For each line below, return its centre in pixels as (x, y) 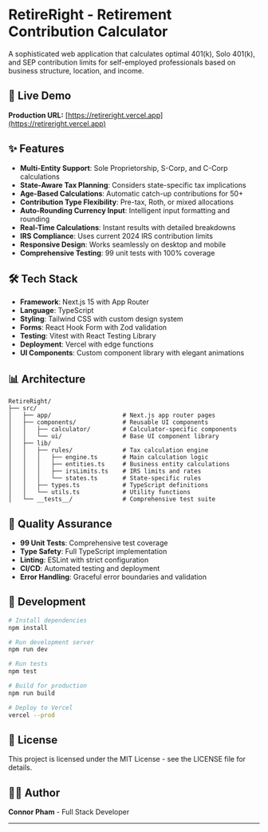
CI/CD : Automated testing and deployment (90, 568)
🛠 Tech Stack (43, 278)
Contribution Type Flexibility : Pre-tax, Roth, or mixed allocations (126, 202)
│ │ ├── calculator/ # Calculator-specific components (123, 430)
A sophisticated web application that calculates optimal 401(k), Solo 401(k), (132, 53)
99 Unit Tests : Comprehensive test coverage (94, 543)
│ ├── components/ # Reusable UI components (108, 422)
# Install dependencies (48, 620)
